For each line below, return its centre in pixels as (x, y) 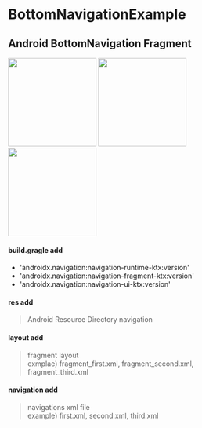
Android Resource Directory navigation (90, 320)
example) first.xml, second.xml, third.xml (93, 415)
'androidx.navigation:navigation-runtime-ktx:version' (105, 268)
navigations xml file (58, 407)
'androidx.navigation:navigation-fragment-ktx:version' (106, 276)
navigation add (33, 390)
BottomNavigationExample (97, 15)
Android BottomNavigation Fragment (100, 44)
